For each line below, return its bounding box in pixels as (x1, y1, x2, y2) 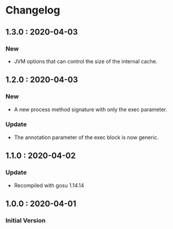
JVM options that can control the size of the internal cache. (13, 58, 158, 65)
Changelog (5, 4, 60, 17)
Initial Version (5, 216, 46, 224)
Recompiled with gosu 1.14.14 (13, 181, 84, 188)
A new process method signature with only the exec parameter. (13, 106, 168, 113)
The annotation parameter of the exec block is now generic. (13, 133, 159, 141)
